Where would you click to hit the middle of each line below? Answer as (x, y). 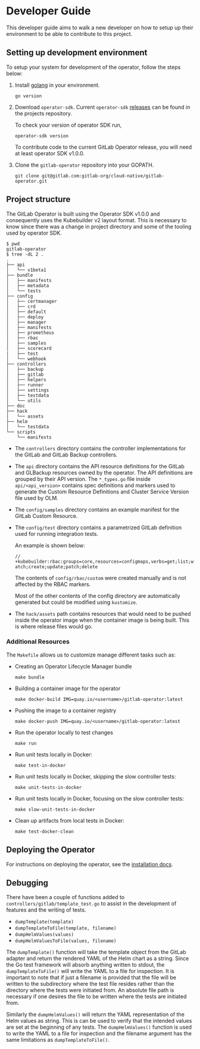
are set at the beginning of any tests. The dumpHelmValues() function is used (99, 1027)
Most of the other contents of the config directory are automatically (97, 596)
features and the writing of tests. (46, 910)
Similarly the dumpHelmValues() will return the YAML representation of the (95, 1014)
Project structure (38, 199)
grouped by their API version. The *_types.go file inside (82, 479)
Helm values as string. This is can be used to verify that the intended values (99, 1021)
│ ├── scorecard (29, 348)
